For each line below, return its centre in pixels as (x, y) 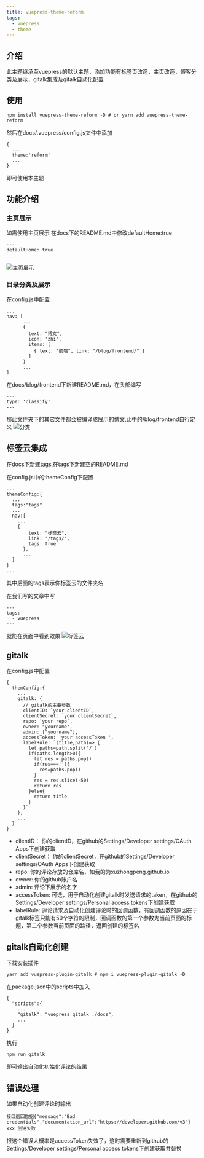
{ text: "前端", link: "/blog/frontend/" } (89, 351)
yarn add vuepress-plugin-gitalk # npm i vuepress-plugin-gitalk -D (96, 975)
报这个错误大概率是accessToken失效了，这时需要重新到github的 (88, 1141)
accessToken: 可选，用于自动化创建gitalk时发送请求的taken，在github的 (106, 895)
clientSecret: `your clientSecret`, (69, 716)
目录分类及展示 (29, 285)
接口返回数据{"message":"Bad (41, 1117)
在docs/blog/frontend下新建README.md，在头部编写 (74, 384)
